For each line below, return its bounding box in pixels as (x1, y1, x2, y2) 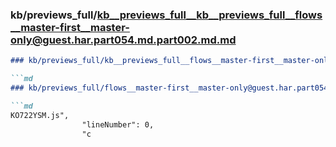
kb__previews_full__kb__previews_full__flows (96, 8, 323, 22)
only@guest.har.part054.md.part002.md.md (10, 33, 237, 47)
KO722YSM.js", (10, 110, 70, 120)
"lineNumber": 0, (81, 119, 155, 130)
